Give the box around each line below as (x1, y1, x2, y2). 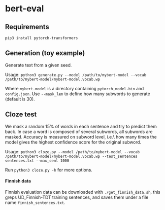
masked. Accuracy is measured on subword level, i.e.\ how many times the (5, 134, 157, 140)
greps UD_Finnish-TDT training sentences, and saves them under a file (5, 194, 149, 200)
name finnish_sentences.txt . (5, 199, 66, 205)
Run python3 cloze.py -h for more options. (5, 167, 93, 173)
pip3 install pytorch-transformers (5, 35, 78, 40)
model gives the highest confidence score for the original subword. (5, 139, 141, 145)
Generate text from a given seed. (5, 62, 72, 68)
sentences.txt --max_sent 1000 (5, 158, 69, 163)
